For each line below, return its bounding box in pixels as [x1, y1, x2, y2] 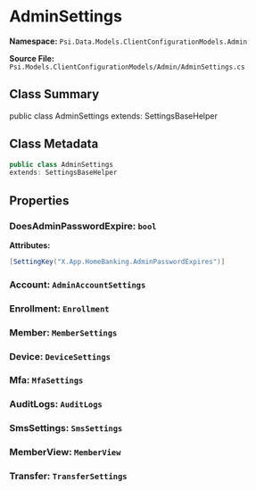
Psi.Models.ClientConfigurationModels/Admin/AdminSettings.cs [9, 62, 245, 71]
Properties [9, 193, 70, 208]
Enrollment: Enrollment [9, 302, 110, 314]
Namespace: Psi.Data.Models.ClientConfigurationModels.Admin [9, 36, 248, 46]
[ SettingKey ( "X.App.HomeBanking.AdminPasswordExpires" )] [9, 257, 226, 266]
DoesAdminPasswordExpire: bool [9, 220, 157, 232]
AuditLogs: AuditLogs [9, 398, 103, 411]
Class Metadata [9, 137, 99, 152]
